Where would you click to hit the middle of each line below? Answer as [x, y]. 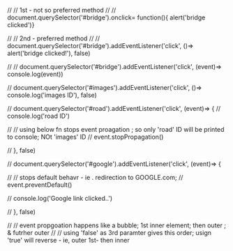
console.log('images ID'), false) [52, 95]
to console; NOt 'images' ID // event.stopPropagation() [85, 137]
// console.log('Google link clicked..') [60, 198]
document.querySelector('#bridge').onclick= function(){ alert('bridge [106, 17]
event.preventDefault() [40, 185]
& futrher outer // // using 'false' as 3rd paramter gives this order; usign [109, 233]
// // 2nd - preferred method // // [53, 38]
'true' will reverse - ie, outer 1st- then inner [69, 240]
